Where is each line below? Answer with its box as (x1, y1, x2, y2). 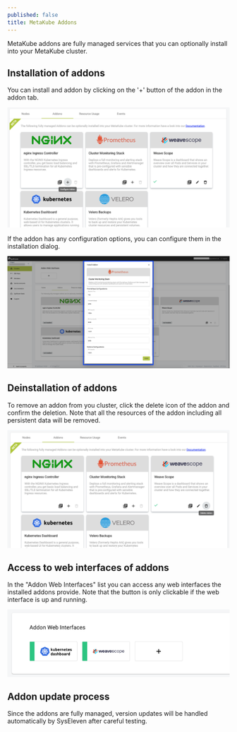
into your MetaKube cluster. (7, 47, 88, 55)
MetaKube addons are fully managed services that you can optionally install (7, 39, 228, 47)
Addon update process (7, 691, 110, 702)
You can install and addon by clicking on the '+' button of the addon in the (7, 85, 222, 95)
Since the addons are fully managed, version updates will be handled (7, 709, 208, 718)
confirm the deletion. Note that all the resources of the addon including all (7, 408, 222, 417)
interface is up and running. (7, 596, 88, 604)
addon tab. (7, 93, 39, 102)
